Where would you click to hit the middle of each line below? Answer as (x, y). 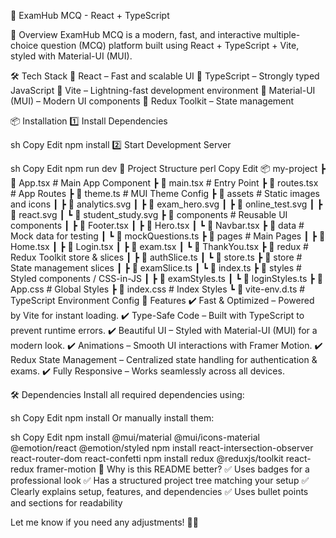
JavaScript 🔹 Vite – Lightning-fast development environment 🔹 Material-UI (163, 90)
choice (24, 45)
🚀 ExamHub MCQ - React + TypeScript (90, 15)
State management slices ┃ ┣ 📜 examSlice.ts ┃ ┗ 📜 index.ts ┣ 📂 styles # (156, 268)
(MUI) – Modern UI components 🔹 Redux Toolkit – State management (152, 101)
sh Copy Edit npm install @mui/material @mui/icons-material (135, 437)
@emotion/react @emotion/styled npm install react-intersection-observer (162, 448)
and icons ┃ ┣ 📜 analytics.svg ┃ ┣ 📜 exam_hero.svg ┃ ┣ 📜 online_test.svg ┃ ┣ (166, 204)
